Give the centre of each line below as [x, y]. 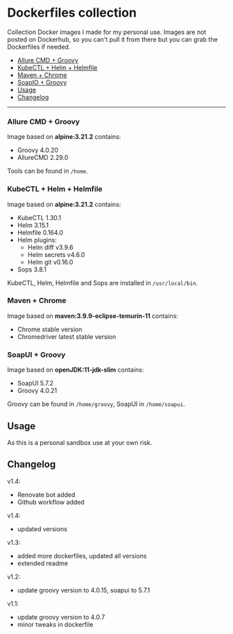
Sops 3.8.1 [32, 269]
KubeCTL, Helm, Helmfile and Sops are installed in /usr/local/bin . [103, 283]
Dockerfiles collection [72, 13]
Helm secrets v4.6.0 [56, 254]
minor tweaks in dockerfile [55, 624]
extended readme [42, 563]
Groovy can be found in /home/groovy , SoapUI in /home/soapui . [96, 404]
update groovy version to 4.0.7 [61, 617]
